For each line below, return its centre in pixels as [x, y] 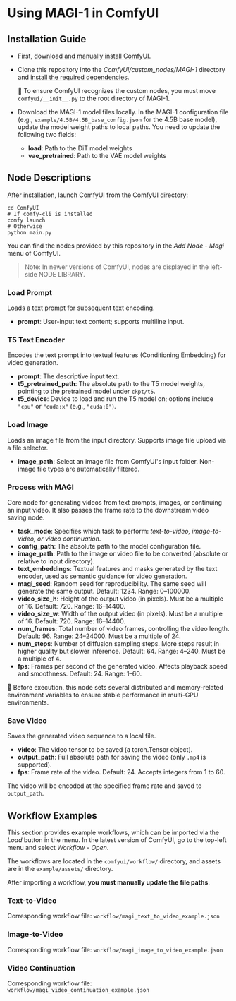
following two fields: [46, 134]
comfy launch [26, 220]
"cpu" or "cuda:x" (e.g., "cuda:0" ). [67, 407]
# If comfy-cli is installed [50, 214]
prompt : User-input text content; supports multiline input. [101, 322]
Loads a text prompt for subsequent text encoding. [81, 308]
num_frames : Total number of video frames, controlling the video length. [123, 629]
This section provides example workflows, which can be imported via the [113, 833]
